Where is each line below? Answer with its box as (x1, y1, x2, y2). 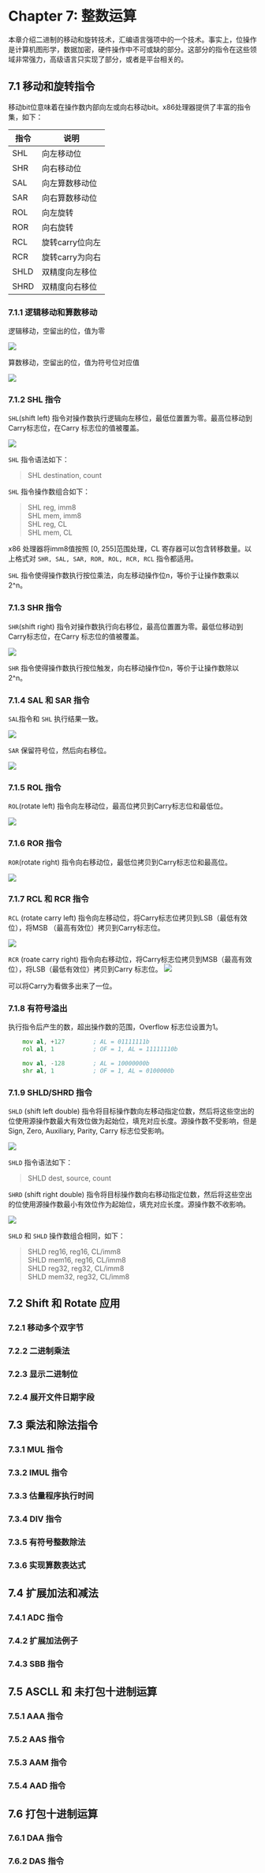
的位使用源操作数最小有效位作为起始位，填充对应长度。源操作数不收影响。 (8, 1200, 250, 1209)
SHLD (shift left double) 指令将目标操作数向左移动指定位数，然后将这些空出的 (8, 1106, 255, 1116)
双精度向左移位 (42, 266, 98, 277)
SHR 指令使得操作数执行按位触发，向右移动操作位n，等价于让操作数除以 (8, 663, 239, 673)
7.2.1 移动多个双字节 (8, 1323, 84, 1334)
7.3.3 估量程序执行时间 (8, 1491, 95, 1502)
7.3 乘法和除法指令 (8, 1419, 99, 1432)
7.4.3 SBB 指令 (8, 1658, 64, 1670)
